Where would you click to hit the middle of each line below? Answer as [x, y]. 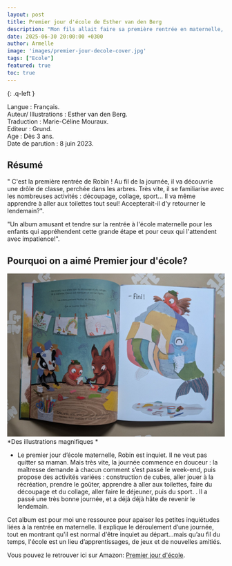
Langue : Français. [33, 106]
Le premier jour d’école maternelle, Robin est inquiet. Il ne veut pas [112, 455]
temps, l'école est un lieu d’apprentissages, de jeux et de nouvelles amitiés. [115, 541]
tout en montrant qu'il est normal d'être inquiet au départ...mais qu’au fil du [114, 534]
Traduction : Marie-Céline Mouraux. [58, 121]
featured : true [29, 66]
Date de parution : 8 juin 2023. [50, 143]
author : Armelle [30, 44]
